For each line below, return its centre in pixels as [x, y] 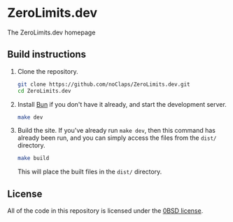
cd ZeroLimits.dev [44, 91]
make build [33, 158]
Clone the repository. [48, 71]
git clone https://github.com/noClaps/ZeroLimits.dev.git [104, 84]
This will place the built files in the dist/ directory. [90, 172]
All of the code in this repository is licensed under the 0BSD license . [105, 211]
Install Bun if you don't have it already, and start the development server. [122, 104]
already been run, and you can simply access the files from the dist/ [117, 138]
